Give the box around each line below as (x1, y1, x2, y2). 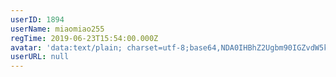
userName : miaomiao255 (10, 24, 105, 34)
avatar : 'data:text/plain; (10, 42, 123, 53)
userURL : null (10, 52, 70, 62)
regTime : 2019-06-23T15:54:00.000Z (10, 33, 159, 43)
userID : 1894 (10, 14, 65, 25)
